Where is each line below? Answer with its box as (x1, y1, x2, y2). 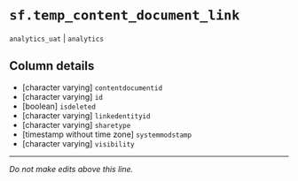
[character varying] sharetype (21, 119, 131, 130)
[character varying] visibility (21, 138, 135, 148)
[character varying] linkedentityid (21, 109, 151, 121)
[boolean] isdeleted (21, 101, 96, 111)
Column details (9, 58, 95, 73)
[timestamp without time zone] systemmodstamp (21, 129, 192, 140)
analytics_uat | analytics (9, 33, 105, 43)
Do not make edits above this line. (9, 163, 134, 174)
